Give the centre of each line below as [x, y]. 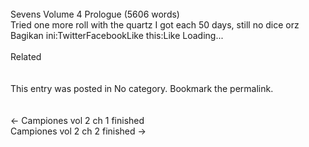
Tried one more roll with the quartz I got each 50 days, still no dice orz [155, 25]
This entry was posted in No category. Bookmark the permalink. [142, 88]
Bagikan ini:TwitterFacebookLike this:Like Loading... [117, 35]
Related [26, 56]
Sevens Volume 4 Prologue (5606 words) [95, 14]
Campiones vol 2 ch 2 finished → [78, 131]
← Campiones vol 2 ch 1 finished [77, 120]
